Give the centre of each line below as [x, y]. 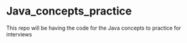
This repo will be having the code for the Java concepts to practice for [94, 28]
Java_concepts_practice [69, 11]
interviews [19, 34]
